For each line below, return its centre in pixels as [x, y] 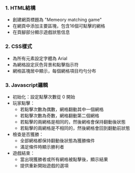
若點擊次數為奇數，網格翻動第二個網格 [59, 115]
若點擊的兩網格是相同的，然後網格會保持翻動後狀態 [73, 121]
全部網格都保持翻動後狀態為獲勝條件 [57, 140]
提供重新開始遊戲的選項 [44, 165]
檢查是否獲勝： [28, 134]
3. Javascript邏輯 [27, 85]
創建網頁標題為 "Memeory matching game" [57, 20]
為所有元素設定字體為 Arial [40, 58]
